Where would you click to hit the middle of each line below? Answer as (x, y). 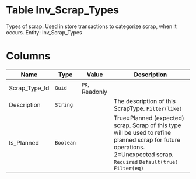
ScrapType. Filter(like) (148, 108)
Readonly (94, 92)
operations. (129, 147)
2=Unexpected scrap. (143, 154)
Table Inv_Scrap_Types (63, 10)
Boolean (65, 143)
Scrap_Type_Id (29, 88)
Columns (28, 56)
